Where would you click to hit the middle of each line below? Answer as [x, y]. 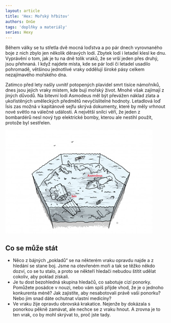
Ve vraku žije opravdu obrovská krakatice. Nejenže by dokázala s [81, 304]
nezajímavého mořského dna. [36, 75]
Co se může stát [31, 248]
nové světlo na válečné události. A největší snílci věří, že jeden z [73, 112]
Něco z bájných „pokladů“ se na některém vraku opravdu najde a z [83, 260]
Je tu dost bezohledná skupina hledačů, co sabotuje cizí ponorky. [82, 282]
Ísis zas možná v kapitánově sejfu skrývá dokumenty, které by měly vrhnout [85, 106]
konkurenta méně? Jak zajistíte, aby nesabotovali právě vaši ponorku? [87, 293]
